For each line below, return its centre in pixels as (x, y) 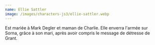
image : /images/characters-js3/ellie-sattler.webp (57, 14)
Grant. (11, 38)
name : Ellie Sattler (26, 9)
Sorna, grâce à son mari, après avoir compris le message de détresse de (77, 33)
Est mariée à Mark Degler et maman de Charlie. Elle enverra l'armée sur (77, 28)
